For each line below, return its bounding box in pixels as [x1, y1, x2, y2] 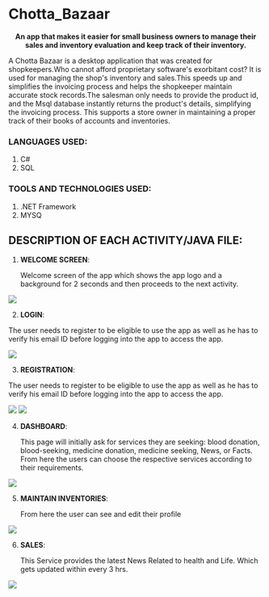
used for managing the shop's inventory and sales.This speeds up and [8, 73, 242, 82]
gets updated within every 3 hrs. [19, 565, 128, 574]
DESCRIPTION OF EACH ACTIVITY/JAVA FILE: [8, 233, 243, 247]
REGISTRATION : [19, 365, 75, 375]
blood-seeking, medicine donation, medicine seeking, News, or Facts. [19, 446, 253, 456]
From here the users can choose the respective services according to [19, 454, 252, 465]
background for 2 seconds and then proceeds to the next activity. [19, 280, 239, 289]
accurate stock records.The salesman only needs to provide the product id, [8, 90, 258, 99]
